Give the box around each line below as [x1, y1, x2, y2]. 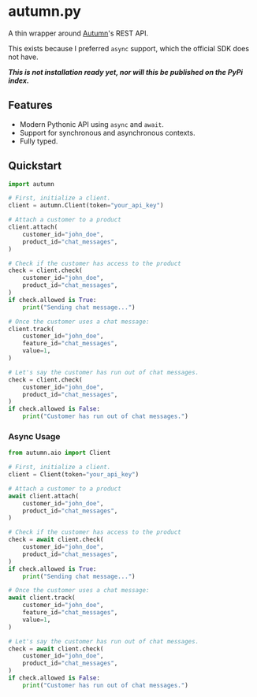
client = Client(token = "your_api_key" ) [8, 471, 140, 479]
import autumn [8, 180, 55, 188]
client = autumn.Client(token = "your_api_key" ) [8, 202, 164, 210]
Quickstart [8, 159, 62, 173]
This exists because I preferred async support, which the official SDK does [8, 43, 250, 53]
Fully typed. [19, 136, 58, 146]
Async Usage [8, 430, 61, 442]
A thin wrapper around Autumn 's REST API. [8, 28, 149, 38]
